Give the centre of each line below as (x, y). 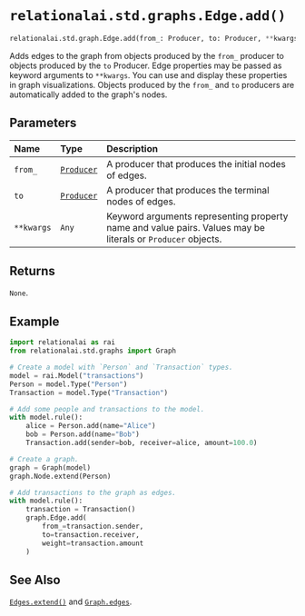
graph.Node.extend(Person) (60, 476)
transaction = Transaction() (81, 510)
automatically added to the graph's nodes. (89, 94)
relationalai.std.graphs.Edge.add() (148, 16)
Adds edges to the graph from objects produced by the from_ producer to (147, 55)
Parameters (43, 123)
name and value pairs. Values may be (186, 227)
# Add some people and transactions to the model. (107, 409)
